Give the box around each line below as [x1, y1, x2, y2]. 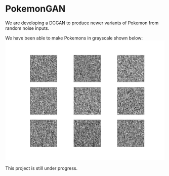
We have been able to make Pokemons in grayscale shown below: [5, 35, 143, 41]
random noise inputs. [5, 25, 50, 31]
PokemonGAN [5, 3, 66, 15]
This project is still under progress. [5, 165, 77, 171]
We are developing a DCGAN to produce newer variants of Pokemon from [5, 20, 159, 26]
